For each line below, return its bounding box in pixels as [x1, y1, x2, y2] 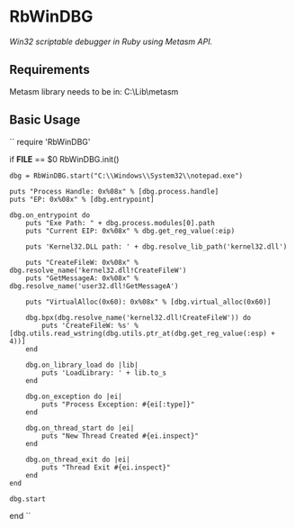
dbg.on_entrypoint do [9, 210, 91, 220]
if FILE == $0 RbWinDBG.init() [9, 153, 120, 164]
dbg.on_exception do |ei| [25, 392, 123, 401]
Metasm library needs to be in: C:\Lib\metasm [9, 86, 179, 96]
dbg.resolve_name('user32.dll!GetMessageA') [9, 281, 179, 290]
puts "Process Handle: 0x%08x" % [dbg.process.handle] [9, 187, 219, 196]
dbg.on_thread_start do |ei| [25, 423, 135, 432]
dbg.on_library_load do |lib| [25, 360, 139, 369]
